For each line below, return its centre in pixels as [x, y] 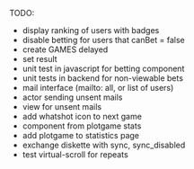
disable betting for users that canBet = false [104, 40]
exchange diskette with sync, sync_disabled [104, 145]
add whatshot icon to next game [82, 116]
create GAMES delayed [65, 49]
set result [40, 59]
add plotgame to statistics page [81, 135]
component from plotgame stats [82, 126]
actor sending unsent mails [72, 97]
